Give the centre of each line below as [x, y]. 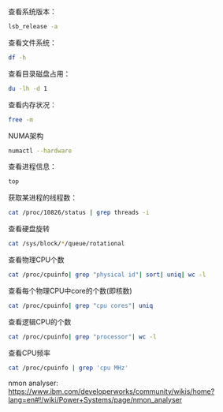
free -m [21, 120]
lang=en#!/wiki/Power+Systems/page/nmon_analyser [95, 399]
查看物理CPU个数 [36, 260]
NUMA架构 [26, 136]
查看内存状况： [32, 104]
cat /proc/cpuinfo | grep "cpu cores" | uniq [81, 305]
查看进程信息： [32, 167]
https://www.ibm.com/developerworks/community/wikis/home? [111, 391]
